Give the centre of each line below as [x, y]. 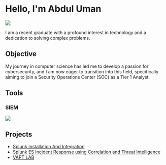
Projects [19, 134]
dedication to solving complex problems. [48, 38]
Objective [21, 54]
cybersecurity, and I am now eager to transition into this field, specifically [82, 71]
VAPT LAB [23, 157]
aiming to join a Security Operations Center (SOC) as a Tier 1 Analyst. [78, 77]
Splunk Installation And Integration [48, 147]
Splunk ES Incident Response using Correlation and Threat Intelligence [87, 152]
